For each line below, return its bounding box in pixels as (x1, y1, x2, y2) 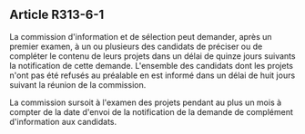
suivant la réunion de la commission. (9, 79, 147, 90)
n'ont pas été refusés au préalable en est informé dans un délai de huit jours (9, 70, 296, 81)
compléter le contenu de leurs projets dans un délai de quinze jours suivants (9, 50, 296, 62)
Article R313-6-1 (9, 7, 105, 23)
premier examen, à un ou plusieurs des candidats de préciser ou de (9, 41, 263, 52)
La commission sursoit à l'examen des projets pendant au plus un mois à (9, 97, 282, 108)
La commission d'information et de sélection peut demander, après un (9, 31, 272, 42)
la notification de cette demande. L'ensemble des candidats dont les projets (9, 60, 294, 71)
